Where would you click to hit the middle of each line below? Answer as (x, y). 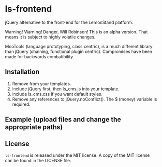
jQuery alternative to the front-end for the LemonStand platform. (69, 22)
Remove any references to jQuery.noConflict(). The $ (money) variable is (84, 99)
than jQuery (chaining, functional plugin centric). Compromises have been (79, 51)
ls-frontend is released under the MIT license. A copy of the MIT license (77, 155)
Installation (22, 72)
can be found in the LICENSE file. (38, 160)
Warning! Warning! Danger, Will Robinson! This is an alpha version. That (76, 32)
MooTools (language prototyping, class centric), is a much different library (79, 46)
